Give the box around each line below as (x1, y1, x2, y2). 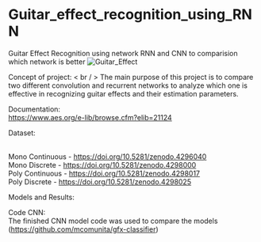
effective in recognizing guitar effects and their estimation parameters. (8, 89, 240, 98)
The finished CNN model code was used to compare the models (8, 216, 218, 225)
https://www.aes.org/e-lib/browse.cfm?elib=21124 (8, 112, 172, 122)
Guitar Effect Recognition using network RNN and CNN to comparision (8, 48, 238, 58)
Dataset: (8, 128, 36, 138)
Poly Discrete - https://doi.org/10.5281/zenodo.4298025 (8, 176, 192, 187)
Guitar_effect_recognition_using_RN (8, 6, 252, 24)
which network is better (8, 57, 86, 66)
